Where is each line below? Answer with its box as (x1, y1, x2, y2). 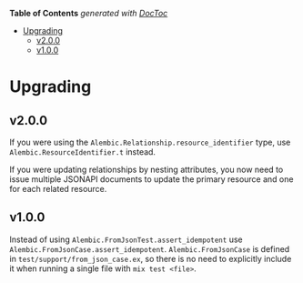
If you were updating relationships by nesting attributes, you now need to (9, 164, 284, 175)
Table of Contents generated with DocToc (9, 8, 168, 18)
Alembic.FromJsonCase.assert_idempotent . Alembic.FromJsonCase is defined (9, 243, 290, 254)
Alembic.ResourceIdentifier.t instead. (9, 147, 157, 157)
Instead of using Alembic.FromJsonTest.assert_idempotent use (9, 234, 243, 245)
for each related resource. (9, 184, 107, 194)
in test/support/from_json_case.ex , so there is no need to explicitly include (9, 253, 292, 264)
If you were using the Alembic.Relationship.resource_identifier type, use (9, 136, 291, 147)
